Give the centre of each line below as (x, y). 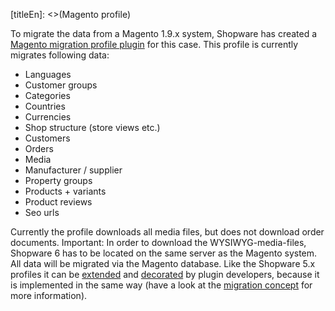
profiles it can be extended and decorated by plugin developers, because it (165, 274)
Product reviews (58, 202)
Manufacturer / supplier (73, 170)
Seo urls (42, 212)
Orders (39, 148)
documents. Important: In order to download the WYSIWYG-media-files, (158, 242)
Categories (47, 95)
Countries (45, 106)
